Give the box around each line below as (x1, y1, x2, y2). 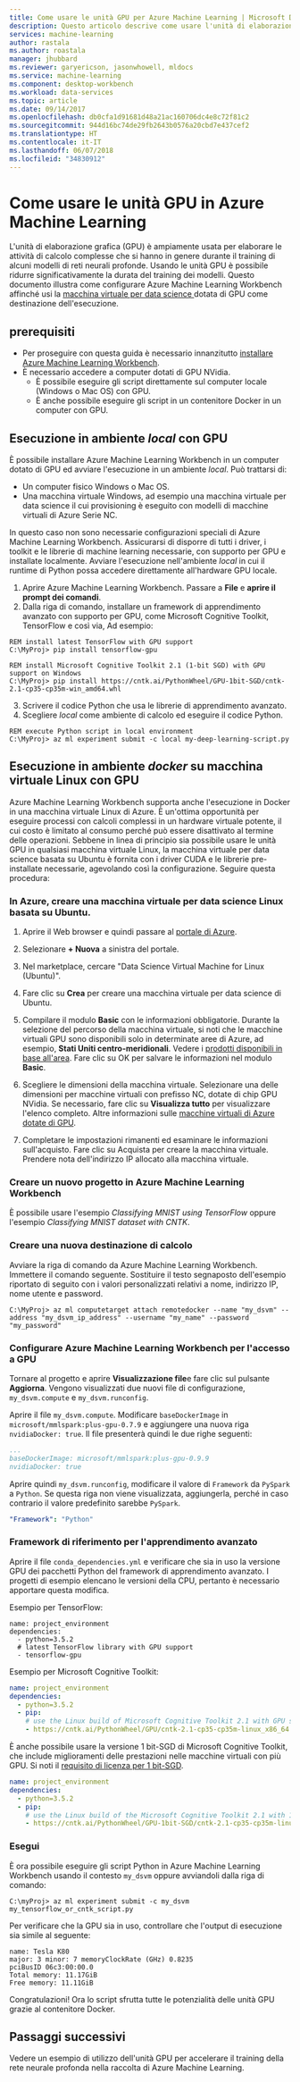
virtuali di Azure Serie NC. (21, 510, 118, 521)
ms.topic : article (9, 96, 78, 105)
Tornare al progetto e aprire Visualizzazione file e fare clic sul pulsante (9, 1373, 271, 1384)
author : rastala (9, 38, 70, 47)
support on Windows (9, 669, 82, 678)
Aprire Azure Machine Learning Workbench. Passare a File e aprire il (21, 583, 276, 593)
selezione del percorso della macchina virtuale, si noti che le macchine (21, 1024, 283, 1035)
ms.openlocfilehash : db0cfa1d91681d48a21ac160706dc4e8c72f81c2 (9, 113, 250, 122)
